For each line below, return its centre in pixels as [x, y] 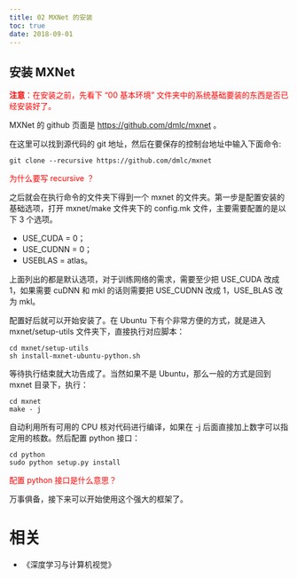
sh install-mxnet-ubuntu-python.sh [75, 356]
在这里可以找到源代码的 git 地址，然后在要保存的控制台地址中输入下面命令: [145, 144]
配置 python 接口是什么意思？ [63, 480]
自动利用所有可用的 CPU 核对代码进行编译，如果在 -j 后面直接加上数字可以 [145, 427]
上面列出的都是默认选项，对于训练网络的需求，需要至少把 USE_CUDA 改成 [145, 280]
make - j [25, 409]
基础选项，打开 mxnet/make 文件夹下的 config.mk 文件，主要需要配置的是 [144, 209]
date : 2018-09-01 [41, 34]
